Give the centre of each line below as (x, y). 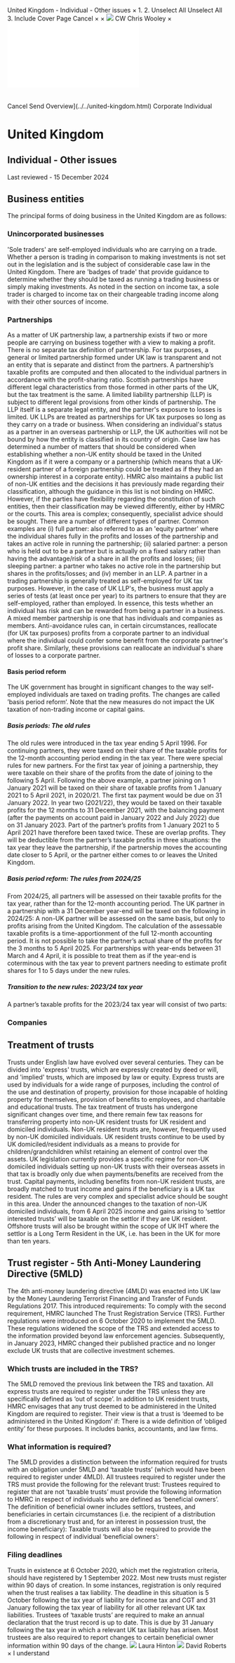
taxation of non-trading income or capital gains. (76, 709)
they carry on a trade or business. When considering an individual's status (115, 424)
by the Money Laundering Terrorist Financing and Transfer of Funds (105, 1298)
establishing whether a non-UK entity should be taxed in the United (105, 455)
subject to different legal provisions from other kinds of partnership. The (112, 402)
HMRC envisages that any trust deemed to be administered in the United (112, 1406)
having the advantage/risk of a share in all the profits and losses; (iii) (106, 559)
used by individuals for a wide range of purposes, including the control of (113, 1084)
